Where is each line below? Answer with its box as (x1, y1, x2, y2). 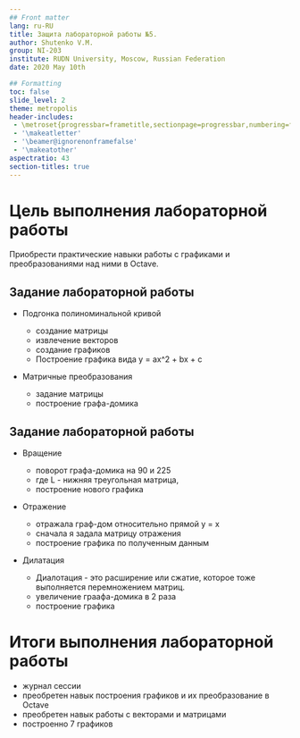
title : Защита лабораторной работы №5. (9, 29, 158, 38)
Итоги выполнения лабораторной (9, 632, 274, 652)
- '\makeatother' (12, 146, 78, 155)
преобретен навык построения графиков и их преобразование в (21, 690, 270, 700)
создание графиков (35, 345, 111, 356)
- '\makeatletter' (12, 129, 82, 138)
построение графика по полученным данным (35, 538, 210, 549)
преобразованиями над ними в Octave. (9, 258, 159, 269)
